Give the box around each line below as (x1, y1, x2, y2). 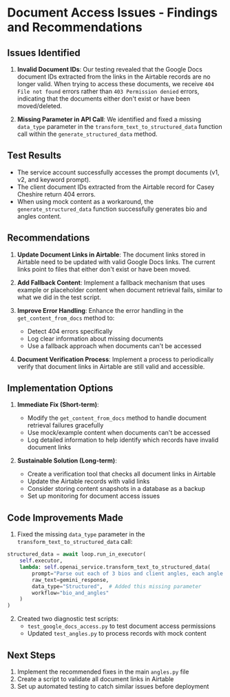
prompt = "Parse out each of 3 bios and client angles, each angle (32, 570, 224, 577)
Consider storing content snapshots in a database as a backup (27, 485, 205, 493)
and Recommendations (7, 19, 143, 35)
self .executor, (19, 557, 63, 565)
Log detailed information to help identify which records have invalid (27, 436, 219, 444)
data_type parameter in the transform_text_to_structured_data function (17, 123, 222, 130)
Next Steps (7, 649, 56, 661)
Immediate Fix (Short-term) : (17, 401, 99, 409)
